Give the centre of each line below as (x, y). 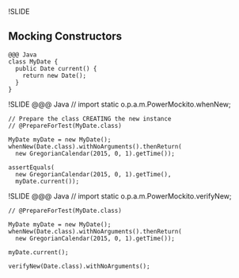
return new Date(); (55, 75)
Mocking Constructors (65, 36)
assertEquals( (32, 167)
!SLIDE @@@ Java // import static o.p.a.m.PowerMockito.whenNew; (119, 104)
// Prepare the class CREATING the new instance (90, 118)
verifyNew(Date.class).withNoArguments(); (79, 266)
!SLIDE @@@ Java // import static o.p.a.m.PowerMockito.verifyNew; (120, 196)
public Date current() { (56, 68)
